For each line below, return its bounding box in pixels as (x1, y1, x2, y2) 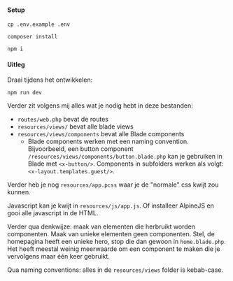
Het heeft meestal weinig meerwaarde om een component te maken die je (7, 245, 220, 253)
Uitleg (7, 60, 26, 69)
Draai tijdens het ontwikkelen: (7, 75, 93, 84)
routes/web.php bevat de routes (17, 115, 108, 124)
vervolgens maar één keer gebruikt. (7, 252, 111, 261)
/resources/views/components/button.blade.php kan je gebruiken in (27, 152, 223, 161)
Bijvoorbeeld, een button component (27, 145, 134, 153)
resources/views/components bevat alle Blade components (17, 130, 185, 138)
